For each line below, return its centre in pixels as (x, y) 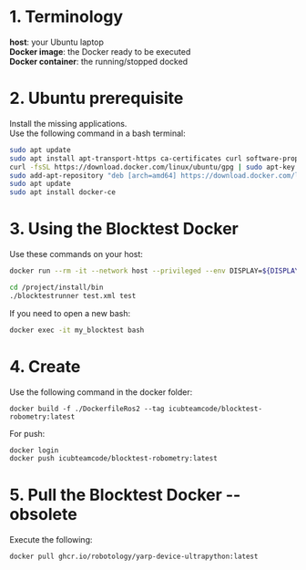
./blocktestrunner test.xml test (73, 295)
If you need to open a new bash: (70, 313)
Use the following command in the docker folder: (101, 392)
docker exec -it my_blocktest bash (77, 330)
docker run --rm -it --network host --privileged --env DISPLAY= (136, 271)
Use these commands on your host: (76, 254)
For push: (27, 433)
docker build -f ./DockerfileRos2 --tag (87, 409)
